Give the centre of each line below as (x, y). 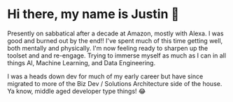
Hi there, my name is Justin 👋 (93, 14)
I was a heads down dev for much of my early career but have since (105, 76)
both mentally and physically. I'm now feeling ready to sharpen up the (108, 48)
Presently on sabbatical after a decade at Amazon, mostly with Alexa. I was (115, 33)
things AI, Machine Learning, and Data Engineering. (82, 62)
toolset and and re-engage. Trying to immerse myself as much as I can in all (116, 56)
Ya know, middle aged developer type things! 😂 (77, 91)
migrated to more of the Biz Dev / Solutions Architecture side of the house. (115, 83)
